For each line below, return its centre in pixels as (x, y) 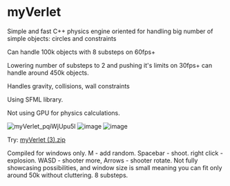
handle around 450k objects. (48, 73)
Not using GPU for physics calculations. (64, 113)
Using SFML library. (35, 99)
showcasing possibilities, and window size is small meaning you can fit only (115, 167)
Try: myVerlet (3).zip (36, 140)
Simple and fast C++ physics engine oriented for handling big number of (110, 31)
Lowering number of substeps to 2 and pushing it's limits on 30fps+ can (110, 65)
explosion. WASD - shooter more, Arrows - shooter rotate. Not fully (103, 160)
